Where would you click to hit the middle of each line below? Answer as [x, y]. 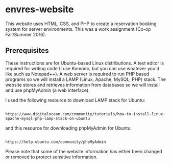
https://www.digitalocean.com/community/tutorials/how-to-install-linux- [86, 114]
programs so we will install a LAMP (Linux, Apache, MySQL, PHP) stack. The [86, 79]
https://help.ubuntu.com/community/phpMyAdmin [56, 142]
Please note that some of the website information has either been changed [84, 151]
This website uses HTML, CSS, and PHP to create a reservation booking [81, 24]
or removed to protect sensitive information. [52, 157]
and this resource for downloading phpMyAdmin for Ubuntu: [68, 128]
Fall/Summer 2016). [26, 34]
